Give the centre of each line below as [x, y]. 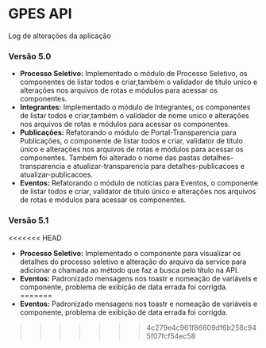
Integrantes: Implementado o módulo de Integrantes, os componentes [135, 107]
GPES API [40, 14]
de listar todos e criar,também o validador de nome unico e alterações [134, 116]
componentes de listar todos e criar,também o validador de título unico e [139, 82]
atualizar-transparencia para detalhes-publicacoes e [159, 166]
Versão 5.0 [30, 56]
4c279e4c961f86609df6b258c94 [201, 327]
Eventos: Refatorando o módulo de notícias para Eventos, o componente [139, 183]
